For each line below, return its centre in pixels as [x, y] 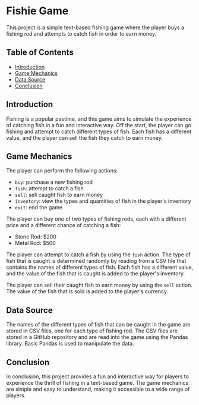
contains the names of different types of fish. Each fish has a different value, [100, 267]
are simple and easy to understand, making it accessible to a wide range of [98, 389]
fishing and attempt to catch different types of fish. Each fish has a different [99, 131]
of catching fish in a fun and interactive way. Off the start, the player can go [99, 125]
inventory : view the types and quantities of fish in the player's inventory [103, 201]
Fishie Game [37, 11]
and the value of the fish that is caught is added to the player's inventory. [96, 274]
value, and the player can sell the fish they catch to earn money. [85, 137]
